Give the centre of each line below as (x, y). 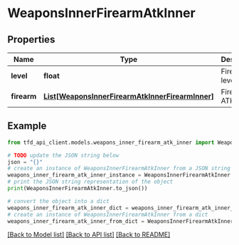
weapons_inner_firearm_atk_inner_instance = (74, 175)
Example (27, 126)
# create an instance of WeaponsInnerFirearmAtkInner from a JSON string (119, 169)
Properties (31, 40)
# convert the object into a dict (59, 201)
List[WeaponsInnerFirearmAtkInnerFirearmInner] (129, 96)
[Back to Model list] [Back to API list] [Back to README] (89, 235)
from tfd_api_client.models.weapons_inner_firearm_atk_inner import (111, 142)
